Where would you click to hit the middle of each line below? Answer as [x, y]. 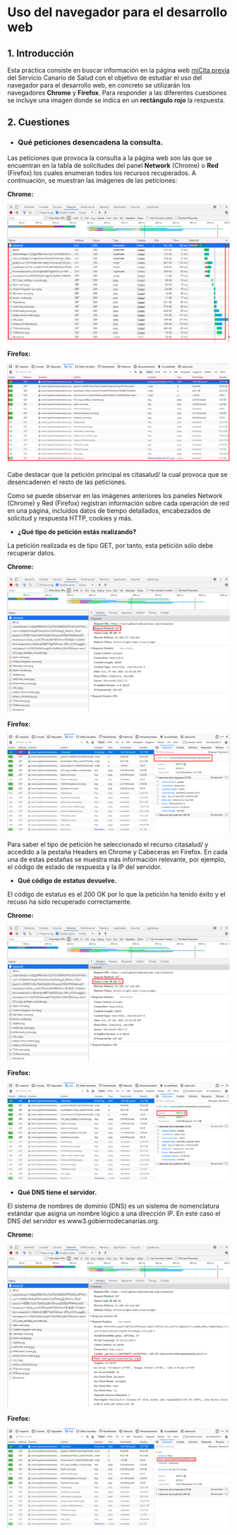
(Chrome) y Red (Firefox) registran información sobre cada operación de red [118, 503]
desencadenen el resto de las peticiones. [67, 482]
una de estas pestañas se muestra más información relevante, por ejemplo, [117, 860]
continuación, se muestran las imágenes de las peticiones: [92, 180]
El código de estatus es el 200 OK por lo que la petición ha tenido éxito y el [116, 894]
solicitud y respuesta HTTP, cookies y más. [70, 518]
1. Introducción [41, 53]
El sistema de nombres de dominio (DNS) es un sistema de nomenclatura [114, 1206]
